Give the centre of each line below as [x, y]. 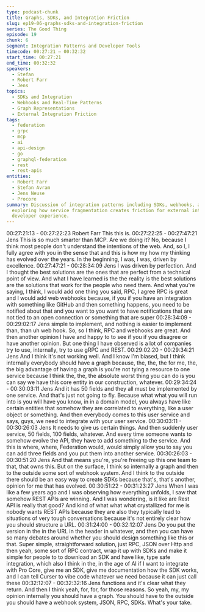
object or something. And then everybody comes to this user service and [98, 415]
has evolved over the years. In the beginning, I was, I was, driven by [92, 259]
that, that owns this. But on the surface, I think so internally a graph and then [103, 466]
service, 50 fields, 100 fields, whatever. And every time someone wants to [99, 434]
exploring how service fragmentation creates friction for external [101, 210]
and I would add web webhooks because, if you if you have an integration [99, 298]
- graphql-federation [39, 159]
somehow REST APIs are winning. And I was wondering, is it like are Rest [98, 499]
